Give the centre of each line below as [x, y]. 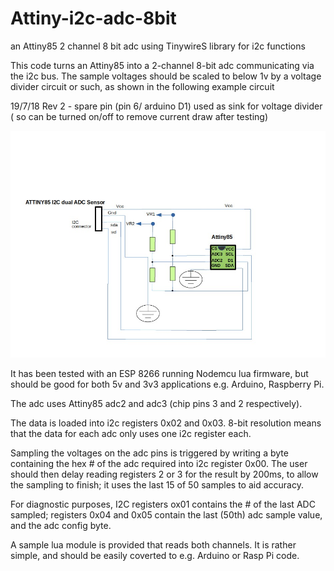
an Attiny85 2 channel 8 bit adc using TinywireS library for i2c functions [158, 46]
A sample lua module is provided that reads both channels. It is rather [153, 544]
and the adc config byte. [61, 525]
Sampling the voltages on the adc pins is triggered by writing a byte [149, 453]
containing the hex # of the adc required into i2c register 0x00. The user [159, 463]
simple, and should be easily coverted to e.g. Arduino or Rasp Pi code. [155, 555]
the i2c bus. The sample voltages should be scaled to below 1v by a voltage [166, 76]
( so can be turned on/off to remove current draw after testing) [139, 116]
